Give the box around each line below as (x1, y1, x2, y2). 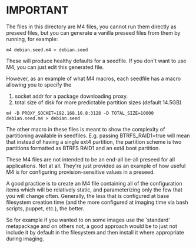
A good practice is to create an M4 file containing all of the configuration (6, 180, 182, 187)
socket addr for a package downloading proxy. (14, 92, 128, 100)
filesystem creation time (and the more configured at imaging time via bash (6, 199, 188, 206)
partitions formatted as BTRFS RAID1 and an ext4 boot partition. (6, 144, 160, 151)
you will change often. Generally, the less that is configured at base (6, 192, 170, 199)
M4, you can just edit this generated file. (6, 63, 104, 71)
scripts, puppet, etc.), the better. (6, 204, 85, 212)
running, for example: (6, 35, 58, 42)
